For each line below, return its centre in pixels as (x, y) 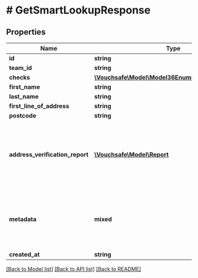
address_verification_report (49, 155)
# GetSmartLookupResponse (78, 10)
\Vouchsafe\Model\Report (131, 155)
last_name (24, 96)
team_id (21, 68)
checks (20, 77)
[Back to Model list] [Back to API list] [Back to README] (74, 269)
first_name (24, 87)
